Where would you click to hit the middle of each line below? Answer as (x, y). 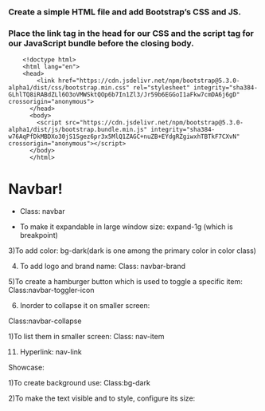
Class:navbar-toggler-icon (51, 290)
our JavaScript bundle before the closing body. (101, 43)
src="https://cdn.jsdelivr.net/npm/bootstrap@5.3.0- (154, 123)
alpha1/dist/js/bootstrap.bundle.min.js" (78, 130)
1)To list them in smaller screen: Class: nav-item (86, 337)
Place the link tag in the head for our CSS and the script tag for (131, 33)
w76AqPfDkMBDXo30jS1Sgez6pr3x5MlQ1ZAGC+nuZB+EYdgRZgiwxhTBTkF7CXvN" (124, 137)
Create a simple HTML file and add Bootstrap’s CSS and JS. (125, 12)
